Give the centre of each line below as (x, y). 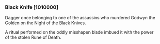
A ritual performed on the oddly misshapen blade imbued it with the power (79, 32)
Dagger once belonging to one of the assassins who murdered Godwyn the (80, 18)
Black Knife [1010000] (32, 7)
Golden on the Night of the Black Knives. (46, 23)
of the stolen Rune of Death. (33, 37)
